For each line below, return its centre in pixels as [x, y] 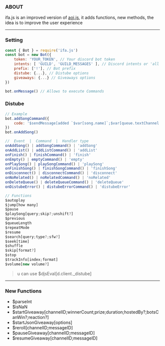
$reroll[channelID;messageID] [42, 328]
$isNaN [20, 307]
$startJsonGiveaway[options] [42, 322]
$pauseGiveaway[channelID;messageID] [53, 333]
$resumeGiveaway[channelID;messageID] [55, 338]
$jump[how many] [22, 205]
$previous [15, 219]
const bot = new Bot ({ [28, 55]
